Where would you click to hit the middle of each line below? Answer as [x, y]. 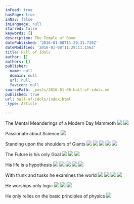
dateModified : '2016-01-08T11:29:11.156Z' [51, 47]
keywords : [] [19, 33]
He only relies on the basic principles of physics [55, 196]
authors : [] [18, 62]
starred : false [21, 29]
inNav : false [19, 19]
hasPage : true [20, 15]
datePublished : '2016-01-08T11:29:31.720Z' [52, 43]
